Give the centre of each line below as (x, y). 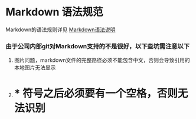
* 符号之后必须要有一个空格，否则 (96, 93)
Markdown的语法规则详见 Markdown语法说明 (61, 29)
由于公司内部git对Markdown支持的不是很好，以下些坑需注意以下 (98, 46)
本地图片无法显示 (35, 68)
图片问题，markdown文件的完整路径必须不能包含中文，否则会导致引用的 (102, 60)
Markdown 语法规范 (55, 12)
